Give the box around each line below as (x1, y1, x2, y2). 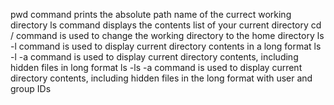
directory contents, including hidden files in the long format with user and (10, 72, 313, 84)
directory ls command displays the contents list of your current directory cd (10, 19, 322, 31)
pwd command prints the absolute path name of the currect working (10, 9, 292, 20)
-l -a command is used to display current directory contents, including (10, 51, 299, 63)
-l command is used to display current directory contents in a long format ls (10, 40, 322, 52)
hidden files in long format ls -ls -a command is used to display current (10, 62, 303, 73)
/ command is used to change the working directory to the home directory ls (10, 30, 325, 41)
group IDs (10, 83, 52, 94)
